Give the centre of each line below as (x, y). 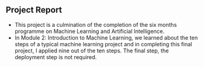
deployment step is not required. (56, 57)
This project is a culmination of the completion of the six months (96, 24)
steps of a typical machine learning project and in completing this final (103, 44)
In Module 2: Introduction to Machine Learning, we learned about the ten (106, 37)
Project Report (34, 10)
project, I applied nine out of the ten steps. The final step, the (92, 51)
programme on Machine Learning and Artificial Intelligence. (89, 31)
